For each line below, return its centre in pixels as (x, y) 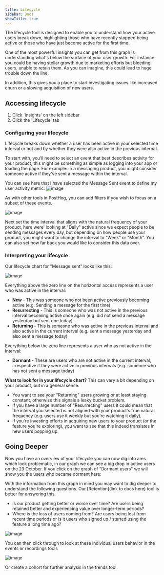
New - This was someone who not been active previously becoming (81, 300)
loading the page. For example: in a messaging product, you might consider (81, 169)
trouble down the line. (27, 73)
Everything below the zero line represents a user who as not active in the (78, 346)
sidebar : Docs (20, 14)
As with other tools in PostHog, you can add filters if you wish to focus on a (81, 198)
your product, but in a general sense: (42, 385)
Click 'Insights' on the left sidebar (46, 115)
